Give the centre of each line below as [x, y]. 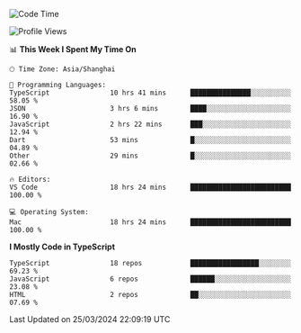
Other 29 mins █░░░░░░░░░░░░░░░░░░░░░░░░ [150, 156]
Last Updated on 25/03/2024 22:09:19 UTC [90, 319]
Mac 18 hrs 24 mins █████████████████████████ [150, 222]
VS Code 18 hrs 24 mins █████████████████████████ [150, 187]
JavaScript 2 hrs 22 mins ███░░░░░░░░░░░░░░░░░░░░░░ [150, 124]
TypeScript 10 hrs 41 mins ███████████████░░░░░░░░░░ [150, 93]
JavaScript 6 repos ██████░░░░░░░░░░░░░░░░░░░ [150, 279]
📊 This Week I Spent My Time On [73, 49]
